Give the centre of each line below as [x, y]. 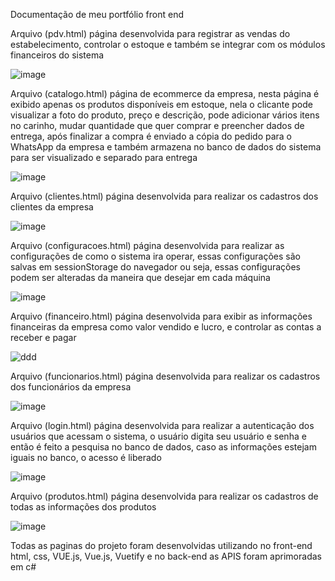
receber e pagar [43, 337]
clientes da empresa [52, 207]
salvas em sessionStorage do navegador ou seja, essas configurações [155, 267]
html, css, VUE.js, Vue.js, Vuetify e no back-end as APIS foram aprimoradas [166, 556]
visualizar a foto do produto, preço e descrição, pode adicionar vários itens [165, 115]
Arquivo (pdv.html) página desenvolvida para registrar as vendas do [150, 33]
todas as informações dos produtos [83, 507]
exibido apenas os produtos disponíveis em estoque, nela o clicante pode [161, 104]
